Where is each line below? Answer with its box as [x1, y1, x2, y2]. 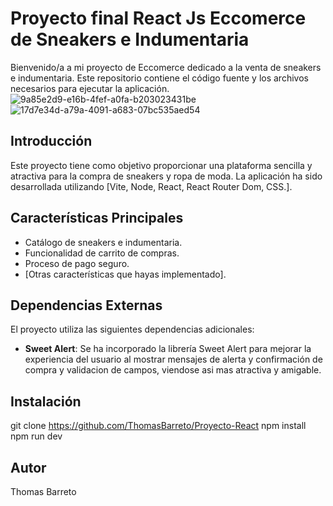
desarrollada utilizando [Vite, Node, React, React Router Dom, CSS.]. [10, 180, 293, 192]
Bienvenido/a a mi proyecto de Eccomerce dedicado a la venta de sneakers [10, 61, 322, 73]
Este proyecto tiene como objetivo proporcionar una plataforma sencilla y [10, 159, 313, 171]
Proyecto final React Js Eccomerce [10, 7, 307, 30]
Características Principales [10, 210, 184, 227]
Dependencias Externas [10, 297, 163, 314]
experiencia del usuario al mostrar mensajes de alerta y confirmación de [24, 353, 323, 366]
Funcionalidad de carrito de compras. [24, 247, 180, 259]
